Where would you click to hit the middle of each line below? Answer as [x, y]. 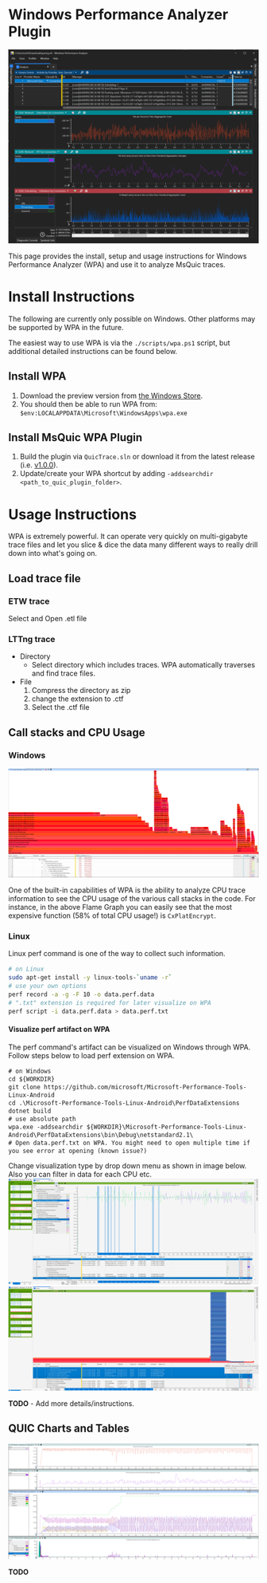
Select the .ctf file [60, 707]
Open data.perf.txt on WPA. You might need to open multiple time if [133, 1143]
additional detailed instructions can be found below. [93, 351]
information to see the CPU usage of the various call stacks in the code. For [132, 898]
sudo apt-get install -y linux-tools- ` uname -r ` [90, 978]
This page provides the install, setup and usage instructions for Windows [128, 256]
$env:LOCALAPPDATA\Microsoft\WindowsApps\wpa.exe [104, 413]
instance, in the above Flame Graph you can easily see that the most [120, 907]
